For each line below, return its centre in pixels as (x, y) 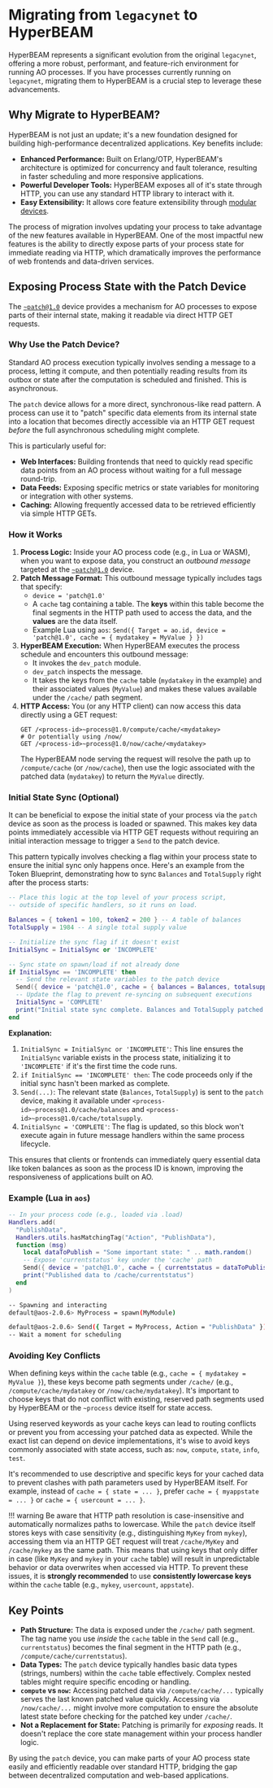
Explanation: (30, 1033)
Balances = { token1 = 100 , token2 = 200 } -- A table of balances (125, 920)
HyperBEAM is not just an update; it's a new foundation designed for (123, 134)
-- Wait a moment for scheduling (65, 1335)
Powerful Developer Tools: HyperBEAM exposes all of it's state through (141, 185)
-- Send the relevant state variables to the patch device (118, 979)
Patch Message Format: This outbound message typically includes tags (141, 578)
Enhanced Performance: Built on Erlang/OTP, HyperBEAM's (121, 159)
